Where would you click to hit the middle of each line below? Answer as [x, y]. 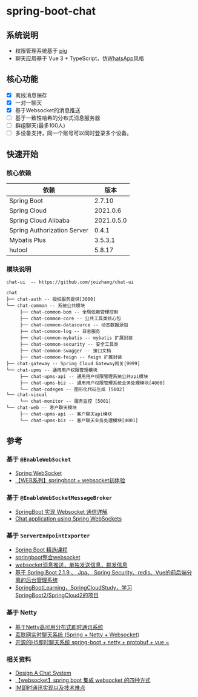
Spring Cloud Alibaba [40, 220]
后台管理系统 [42, 580]
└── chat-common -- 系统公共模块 [46, 306]
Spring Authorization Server [49, 230]
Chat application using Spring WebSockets [68, 519]
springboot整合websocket [48, 557]
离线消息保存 [31, 95]
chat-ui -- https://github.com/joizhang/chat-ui [70, 282]
